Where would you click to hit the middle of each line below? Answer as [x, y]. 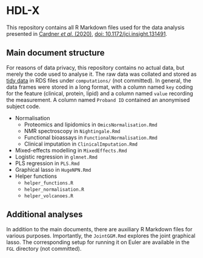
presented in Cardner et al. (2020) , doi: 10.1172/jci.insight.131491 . [87, 33]
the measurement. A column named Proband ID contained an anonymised [98, 100]
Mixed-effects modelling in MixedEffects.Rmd [71, 150]
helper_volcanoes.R [49, 196]
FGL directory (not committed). [44, 248]
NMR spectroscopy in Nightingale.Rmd [72, 131]
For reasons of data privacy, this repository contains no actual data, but [95, 67]
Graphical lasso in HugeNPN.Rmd [53, 169]
